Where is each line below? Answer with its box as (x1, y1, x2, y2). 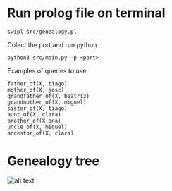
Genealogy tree (7, 153, 100, 169)
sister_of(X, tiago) (7, 104, 68, 112)
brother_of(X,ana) (7, 117, 61, 124)
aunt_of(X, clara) (7, 111, 61, 118)
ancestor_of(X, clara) (7, 129, 74, 137)
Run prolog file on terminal (7, 5, 166, 21)
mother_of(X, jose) (7, 86, 65, 93)
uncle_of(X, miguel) (7, 123, 68, 130)
